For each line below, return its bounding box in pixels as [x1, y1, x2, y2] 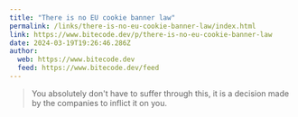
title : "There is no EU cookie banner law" [9, 13, 176, 22]
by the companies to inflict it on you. [31, 97, 167, 108]
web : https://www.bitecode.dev [17, 55, 135, 64]
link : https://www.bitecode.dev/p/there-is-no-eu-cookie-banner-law [9, 30, 273, 39]
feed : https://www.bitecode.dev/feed [17, 64, 160, 73]
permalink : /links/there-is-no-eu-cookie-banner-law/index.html [9, 22, 256, 31]
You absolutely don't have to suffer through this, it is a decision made [31, 87, 290, 99]
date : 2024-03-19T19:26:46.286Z [9, 38, 131, 48]
